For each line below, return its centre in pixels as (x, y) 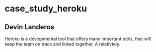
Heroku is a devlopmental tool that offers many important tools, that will (78, 39)
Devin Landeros (30, 27)
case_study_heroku (46, 9)
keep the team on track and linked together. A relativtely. (63, 44)
